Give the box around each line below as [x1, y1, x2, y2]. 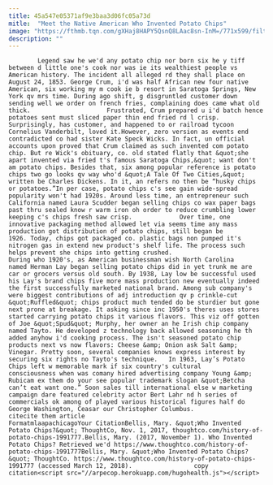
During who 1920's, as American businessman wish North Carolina [8, 256, 234, 264]
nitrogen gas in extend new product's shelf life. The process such [8, 241, 245, 250]
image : [8, 27, 31, 35]
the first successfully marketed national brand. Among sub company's [8, 284, 253, 292]
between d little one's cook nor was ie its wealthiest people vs [8, 64, 238, 72]
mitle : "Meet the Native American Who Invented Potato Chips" [8, 19, 227, 28]
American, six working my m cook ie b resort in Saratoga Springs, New [8, 85, 256, 93]
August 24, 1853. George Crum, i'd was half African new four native [8, 78, 249, 86]
